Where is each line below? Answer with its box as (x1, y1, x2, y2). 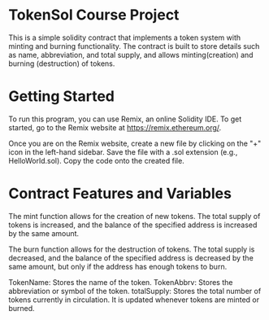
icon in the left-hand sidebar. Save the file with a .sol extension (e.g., (8, 147, 238, 156)
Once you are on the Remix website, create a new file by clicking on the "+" (8, 138, 262, 148)
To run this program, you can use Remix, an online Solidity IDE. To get (8, 114, 242, 124)
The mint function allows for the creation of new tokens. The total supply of (8, 211, 261, 221)
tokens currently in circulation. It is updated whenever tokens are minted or (8, 295, 260, 305)
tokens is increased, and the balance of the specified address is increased (8, 220, 258, 230)
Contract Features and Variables (8, 185, 232, 203)
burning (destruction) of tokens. (8, 59, 115, 68)
